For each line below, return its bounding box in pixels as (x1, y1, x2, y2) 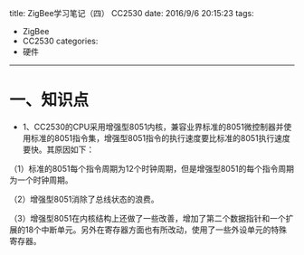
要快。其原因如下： (22, 144, 95, 155)
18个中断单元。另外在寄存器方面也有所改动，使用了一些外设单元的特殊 (24, 224, 288, 235)
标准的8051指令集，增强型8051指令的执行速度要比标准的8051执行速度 (30, 132, 291, 143)
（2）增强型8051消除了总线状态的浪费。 (9, 194, 160, 204)
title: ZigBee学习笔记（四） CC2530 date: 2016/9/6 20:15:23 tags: (9, 8, 255, 18)
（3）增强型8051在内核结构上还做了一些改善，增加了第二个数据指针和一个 (9, 212, 287, 223)
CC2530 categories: (22, 35, 99, 46)
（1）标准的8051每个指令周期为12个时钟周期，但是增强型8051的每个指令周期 (9, 163, 294, 174)
